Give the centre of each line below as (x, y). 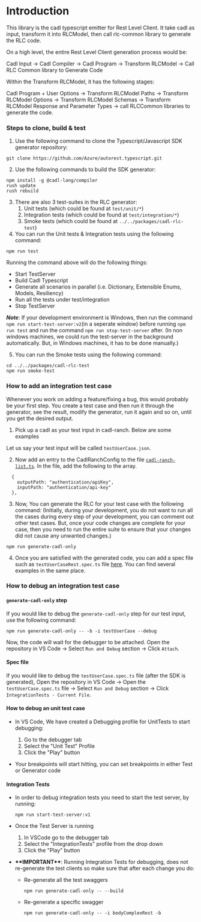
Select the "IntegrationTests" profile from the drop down (93, 844)
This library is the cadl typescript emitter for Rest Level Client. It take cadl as (100, 28)
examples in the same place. (50, 570)
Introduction (38, 11)
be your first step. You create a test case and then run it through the (90, 406)
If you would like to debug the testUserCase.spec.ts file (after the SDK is (96, 675)
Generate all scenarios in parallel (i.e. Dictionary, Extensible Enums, (98, 287)
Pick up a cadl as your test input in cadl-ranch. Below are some (93, 430)
